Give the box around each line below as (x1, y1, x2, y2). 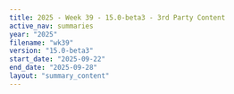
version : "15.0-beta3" (9, 47, 94, 56)
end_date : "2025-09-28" (9, 64, 98, 73)
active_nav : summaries (9, 21, 94, 30)
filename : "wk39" (9, 38, 74, 47)
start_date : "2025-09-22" (9, 55, 105, 64)
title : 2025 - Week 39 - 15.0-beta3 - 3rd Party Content (9, 13, 226, 22)
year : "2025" (9, 30, 58, 38)
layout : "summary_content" (9, 72, 110, 81)
